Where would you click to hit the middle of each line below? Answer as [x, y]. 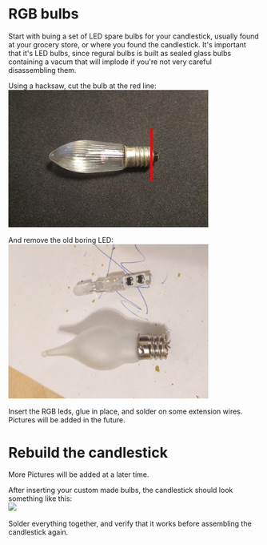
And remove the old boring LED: [61, 240]
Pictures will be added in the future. [67, 420]
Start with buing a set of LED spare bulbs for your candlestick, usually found [134, 36]
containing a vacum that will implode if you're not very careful [110, 62]
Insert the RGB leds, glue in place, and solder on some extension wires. [126, 412]
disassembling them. [42, 70]
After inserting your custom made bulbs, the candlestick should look [121, 490]
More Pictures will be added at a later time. [79, 474]
